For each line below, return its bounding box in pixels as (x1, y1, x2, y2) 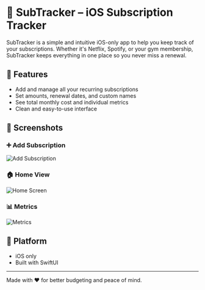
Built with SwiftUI (15, 259, 59, 266)
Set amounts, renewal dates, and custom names (15, 92, 137, 100)
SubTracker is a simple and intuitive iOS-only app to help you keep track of (6, 38, 194, 46)
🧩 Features (6, 70, 48, 80)
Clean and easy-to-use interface (15, 105, 98, 112)
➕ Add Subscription (6, 141, 66, 150)
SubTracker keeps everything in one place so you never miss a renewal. (6, 51, 187, 59)
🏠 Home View (6, 170, 50, 179)
